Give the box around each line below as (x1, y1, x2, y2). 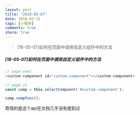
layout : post (5, 7, 32, 12)
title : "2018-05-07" (5, 12, 48, 17)
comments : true (5, 26, 36, 30)
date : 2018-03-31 (5, 16, 41, 21)
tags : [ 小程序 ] (5, 21, 34, 26)
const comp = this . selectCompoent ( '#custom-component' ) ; (5, 87, 124, 92)
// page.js (5, 82, 28, 87)
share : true (5, 30, 29, 35)
